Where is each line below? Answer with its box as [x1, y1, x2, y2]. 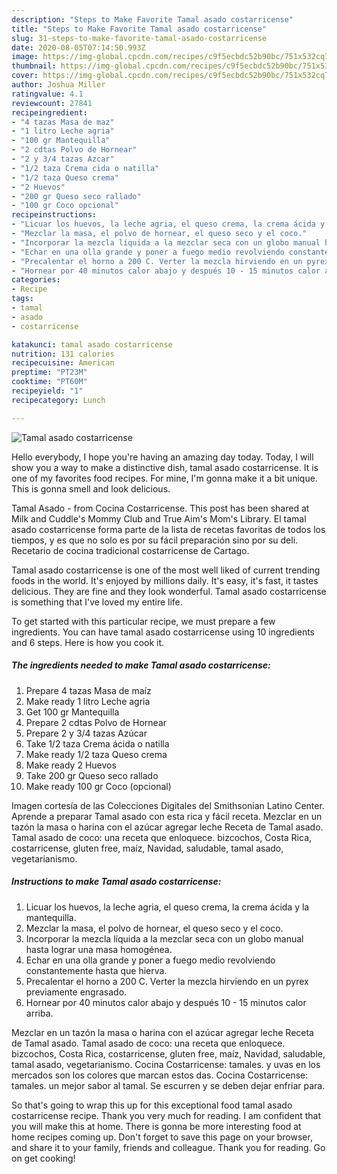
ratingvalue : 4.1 [11, 89, 84, 99]
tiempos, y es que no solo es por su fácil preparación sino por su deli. [11, 534, 299, 546]
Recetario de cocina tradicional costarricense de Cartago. [11, 544, 250, 556]
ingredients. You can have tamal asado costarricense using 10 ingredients [11, 626, 315, 638]
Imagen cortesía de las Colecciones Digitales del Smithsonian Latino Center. [11, 799, 325, 811]
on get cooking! [11, 1152, 76, 1164]
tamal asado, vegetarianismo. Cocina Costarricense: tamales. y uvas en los [11, 1058, 321, 1070]
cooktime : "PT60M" [11, 377, 88, 387]
